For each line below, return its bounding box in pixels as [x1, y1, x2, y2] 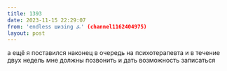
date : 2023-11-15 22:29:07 [7, 17, 86, 24]
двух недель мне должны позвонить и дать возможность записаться [7, 56, 216, 65]
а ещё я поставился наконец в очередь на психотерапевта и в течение [7, 49, 221, 57]
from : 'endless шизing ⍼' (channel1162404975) [7, 23, 147, 30]
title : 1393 [7, 10, 42, 17]
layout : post [7, 29, 46, 37]
